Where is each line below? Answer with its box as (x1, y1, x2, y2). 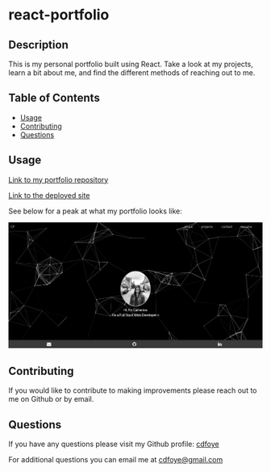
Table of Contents (8, 91, 101, 105)
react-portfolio (8, 6, 110, 24)
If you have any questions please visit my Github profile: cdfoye (8, 439, 219, 449)
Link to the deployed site (8, 190, 90, 200)
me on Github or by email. (8, 394, 94, 404)
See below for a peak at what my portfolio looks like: (8, 206, 183, 216)
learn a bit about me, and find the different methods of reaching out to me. (8, 68, 256, 78)
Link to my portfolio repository (8, 175, 109, 184)
